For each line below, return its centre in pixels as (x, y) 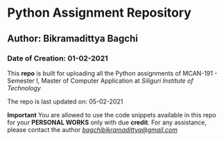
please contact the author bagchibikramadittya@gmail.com (93, 129)
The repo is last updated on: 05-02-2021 (65, 101)
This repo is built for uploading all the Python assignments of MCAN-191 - (112, 73)
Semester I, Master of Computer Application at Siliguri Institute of (100, 81)
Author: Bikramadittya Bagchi (73, 39)
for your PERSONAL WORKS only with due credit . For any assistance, (107, 122)
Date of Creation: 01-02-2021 (58, 58)
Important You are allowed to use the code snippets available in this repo (112, 115)
